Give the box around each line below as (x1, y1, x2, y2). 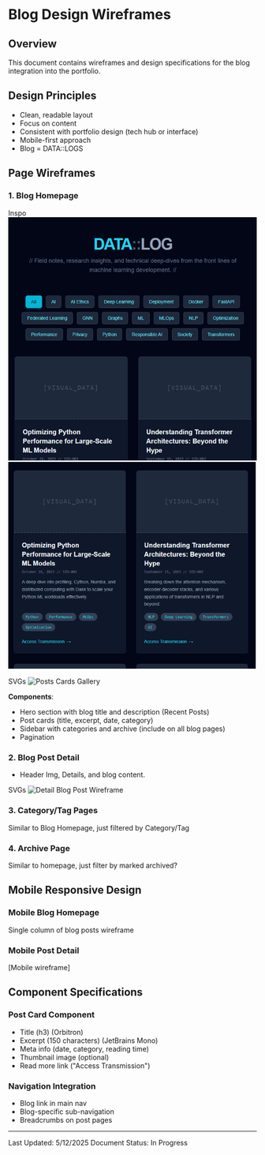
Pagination (19, 733, 55, 742)
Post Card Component (8, 1009, 95, 1020)
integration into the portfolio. (8, 66, 101, 76)
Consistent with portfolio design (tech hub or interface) (19, 126, 199, 136)
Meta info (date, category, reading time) (19, 1044, 150, 1053)
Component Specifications (8, 985, 144, 999)
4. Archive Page (8, 842, 71, 853)
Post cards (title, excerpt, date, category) (19, 716, 154, 726)
